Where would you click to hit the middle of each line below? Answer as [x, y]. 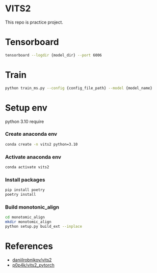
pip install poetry [25, 190]
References [29, 246]
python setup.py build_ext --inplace [44, 226]
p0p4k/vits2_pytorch [33, 265]
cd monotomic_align [25, 217]
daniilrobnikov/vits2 [32, 260]
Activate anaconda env [33, 157]
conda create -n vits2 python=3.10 [41, 144]
